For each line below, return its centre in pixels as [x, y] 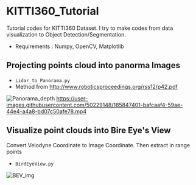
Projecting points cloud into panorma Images [93, 65]
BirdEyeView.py [34, 164]
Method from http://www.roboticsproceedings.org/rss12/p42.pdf [96, 86]
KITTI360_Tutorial [53, 11]
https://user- [72, 98]
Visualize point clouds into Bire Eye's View [89, 131]
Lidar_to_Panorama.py [42, 80]
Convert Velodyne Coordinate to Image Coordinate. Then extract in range [98, 145]
